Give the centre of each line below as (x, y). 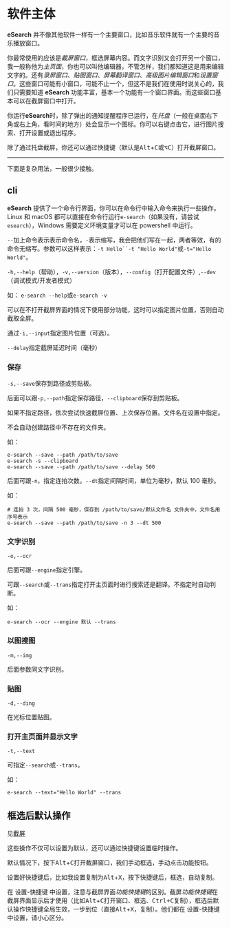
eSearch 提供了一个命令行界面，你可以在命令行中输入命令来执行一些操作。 (113, 208)
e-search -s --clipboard (43, 461)
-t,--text (21, 752)
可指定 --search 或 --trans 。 (45, 765)
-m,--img (20, 655)
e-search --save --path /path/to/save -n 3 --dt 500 (84, 523)
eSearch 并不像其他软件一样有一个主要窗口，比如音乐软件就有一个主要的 (111, 34)
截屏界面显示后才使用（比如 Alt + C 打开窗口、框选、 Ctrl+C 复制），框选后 (110, 900)
